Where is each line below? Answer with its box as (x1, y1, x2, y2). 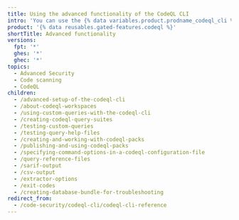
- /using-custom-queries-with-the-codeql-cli (14, 109, 152, 116)
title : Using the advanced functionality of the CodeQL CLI (7, 10, 190, 18)
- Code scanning (14, 76, 62, 84)
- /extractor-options (14, 175, 78, 182)
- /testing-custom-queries (14, 122, 94, 130)
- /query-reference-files (14, 155, 91, 163)
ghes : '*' (14, 50, 43, 57)
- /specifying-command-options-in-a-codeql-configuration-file (14, 149, 205, 156)
